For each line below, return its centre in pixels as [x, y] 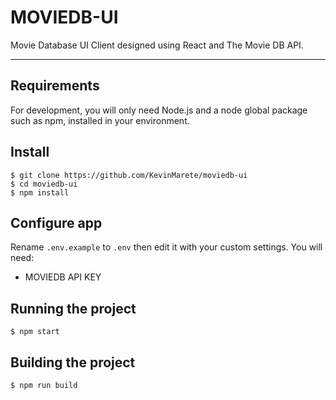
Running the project [73, 308]
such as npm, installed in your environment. [100, 120]
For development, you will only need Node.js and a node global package [159, 110]
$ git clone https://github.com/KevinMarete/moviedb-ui [129, 175]
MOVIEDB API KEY [63, 277]
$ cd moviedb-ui [44, 184]
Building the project [73, 362]
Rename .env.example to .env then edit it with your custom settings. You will [166, 247]
